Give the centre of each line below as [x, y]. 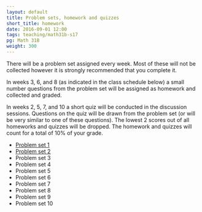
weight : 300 [21, 47]
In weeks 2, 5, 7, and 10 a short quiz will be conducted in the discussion [97, 107]
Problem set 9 [33, 197]
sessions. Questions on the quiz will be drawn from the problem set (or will [101, 113]
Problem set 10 [34, 203]
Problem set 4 [33, 164]
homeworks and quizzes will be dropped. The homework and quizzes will [99, 126]
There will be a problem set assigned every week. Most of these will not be [101, 63]
